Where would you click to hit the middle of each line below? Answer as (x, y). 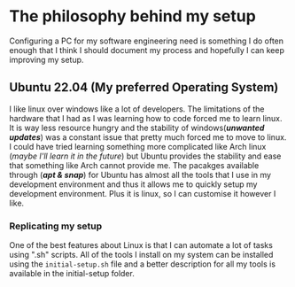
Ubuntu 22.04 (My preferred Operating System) (144, 87)
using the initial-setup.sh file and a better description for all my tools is (143, 264)
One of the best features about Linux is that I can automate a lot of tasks (141, 245)
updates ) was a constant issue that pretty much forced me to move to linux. (148, 137)
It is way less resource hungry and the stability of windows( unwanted (137, 128)
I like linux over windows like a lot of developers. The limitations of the (137, 109)
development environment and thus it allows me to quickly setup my (133, 184)
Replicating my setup (56, 226)
